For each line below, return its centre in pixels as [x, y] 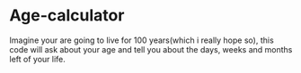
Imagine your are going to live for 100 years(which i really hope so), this [142, 40]
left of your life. [37, 59]
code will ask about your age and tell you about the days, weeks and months [151, 49]
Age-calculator [67, 16]
